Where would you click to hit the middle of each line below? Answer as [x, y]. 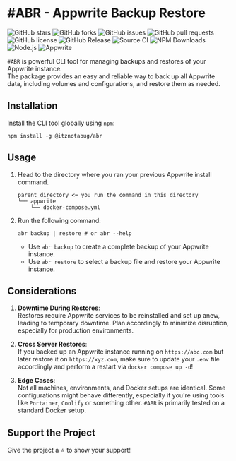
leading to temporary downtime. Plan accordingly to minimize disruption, [123, 323]
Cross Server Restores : [52, 345]
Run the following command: [59, 220]
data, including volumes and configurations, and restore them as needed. [114, 83]
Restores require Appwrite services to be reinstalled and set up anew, [119, 316]
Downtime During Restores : [59, 308]
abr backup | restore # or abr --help [75, 233]
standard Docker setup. [52, 410]
